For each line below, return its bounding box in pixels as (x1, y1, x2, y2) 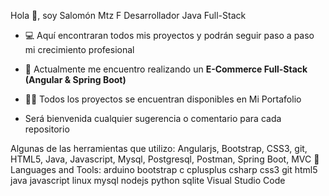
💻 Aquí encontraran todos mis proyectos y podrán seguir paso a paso (24, 30, 315, 41)
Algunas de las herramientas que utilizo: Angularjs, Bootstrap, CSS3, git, (10, 143, 308, 154)
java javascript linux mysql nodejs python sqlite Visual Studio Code (10, 175, 286, 186)
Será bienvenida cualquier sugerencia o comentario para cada (24, 113, 282, 124)
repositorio (24, 123, 70, 135)
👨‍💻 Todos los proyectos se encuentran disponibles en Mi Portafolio (24, 93, 302, 105)
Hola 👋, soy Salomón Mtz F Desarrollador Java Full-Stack (10, 10, 247, 21)
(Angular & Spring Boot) (24, 74, 127, 85)
